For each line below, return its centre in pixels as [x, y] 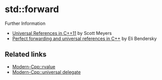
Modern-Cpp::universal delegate [46, 72]
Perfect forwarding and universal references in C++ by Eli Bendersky [84, 38]
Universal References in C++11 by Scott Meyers [62, 33]
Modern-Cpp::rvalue [34, 66]
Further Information [25, 23]
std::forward [32, 9]
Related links [26, 54]
